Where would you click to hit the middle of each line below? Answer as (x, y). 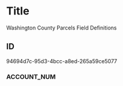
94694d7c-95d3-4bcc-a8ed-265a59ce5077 (62, 61)
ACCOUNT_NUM (31, 76)
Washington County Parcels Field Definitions (61, 28)
